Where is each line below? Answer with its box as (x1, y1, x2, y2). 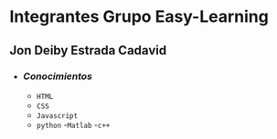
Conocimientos (22, 70, 93, 83)
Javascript (36, 111, 79, 120)
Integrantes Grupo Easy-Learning (9, 6, 270, 27)
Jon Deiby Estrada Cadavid (9, 43, 167, 58)
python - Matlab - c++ (36, 119, 111, 130)
